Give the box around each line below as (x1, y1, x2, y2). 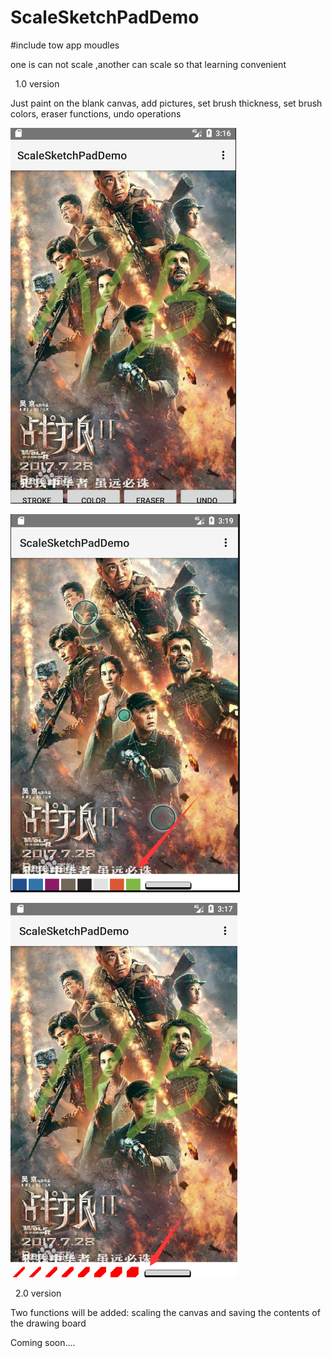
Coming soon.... (10, 1336, 76, 1348)
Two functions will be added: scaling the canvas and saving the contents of (10, 1306, 321, 1318)
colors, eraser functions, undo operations (10, 107, 182, 120)
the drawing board (10, 1317, 87, 1329)
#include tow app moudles (10, 39, 120, 51)
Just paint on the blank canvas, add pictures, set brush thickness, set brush (10, 97, 323, 109)
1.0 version (14, 77, 60, 90)
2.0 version (14, 1287, 62, 1299)
